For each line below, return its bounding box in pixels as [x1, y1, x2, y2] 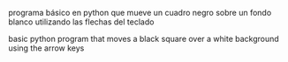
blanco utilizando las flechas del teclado [8, 17, 155, 27]
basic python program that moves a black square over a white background [8, 34, 279, 44]
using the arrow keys [8, 43, 85, 53]
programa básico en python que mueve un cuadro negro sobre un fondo [8, 8, 272, 17]
